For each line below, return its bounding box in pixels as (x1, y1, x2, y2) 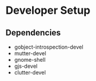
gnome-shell (14, 56, 46, 63)
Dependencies (5, 28, 61, 38)
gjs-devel (14, 62, 38, 70)
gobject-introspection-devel (14, 43, 84, 50)
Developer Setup (5, 4, 91, 17)
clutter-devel (14, 69, 46, 76)
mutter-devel (14, 50, 47, 57)
